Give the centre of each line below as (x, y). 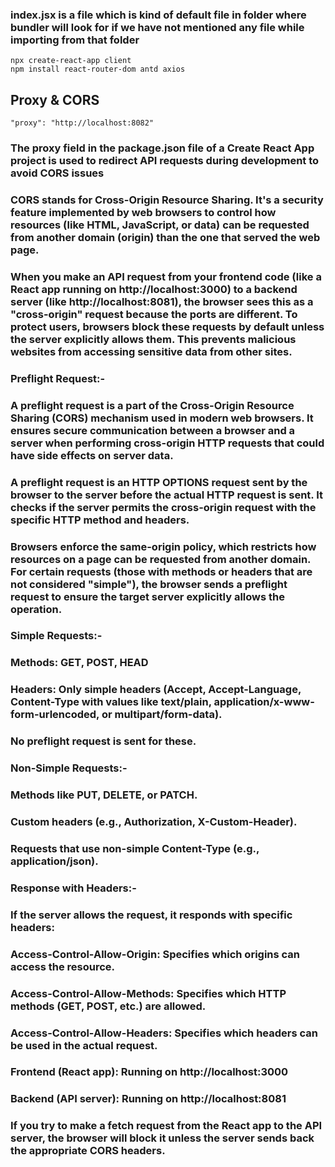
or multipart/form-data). (162, 715)
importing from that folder (75, 40)
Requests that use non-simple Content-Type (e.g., (135, 848)
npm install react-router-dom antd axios (98, 69)
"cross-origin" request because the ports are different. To (154, 314)
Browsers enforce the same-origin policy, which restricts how (163, 546)
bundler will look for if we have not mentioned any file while (157, 27)
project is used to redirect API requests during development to (165, 161)
